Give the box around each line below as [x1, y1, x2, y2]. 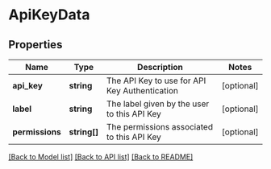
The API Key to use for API [106, 75, 206, 86]
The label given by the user [106, 98, 210, 109]
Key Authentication [106, 85, 179, 96]
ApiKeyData [8, 6, 90, 24]
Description [136, 62, 184, 72]
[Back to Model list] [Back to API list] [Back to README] [8, 152, 194, 162]
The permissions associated [106, 122, 214, 132]
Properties [8, 38, 63, 52]
